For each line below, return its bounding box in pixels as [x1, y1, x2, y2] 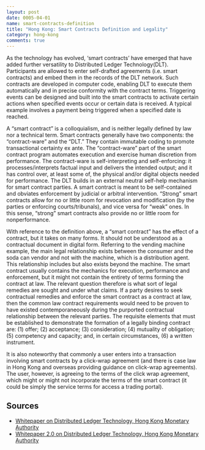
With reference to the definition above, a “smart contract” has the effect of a [6, 228, 199, 235]
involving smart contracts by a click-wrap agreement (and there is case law [6, 357, 196, 364]
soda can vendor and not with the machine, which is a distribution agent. [6, 254, 190, 261]
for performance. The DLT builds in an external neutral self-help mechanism [6, 177, 198, 184]
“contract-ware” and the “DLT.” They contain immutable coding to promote [6, 138, 195, 145]
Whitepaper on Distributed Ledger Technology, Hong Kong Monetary [15, 417, 190, 424]
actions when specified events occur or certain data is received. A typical [6, 100, 192, 107]
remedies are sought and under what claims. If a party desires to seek [6, 286, 183, 294]
